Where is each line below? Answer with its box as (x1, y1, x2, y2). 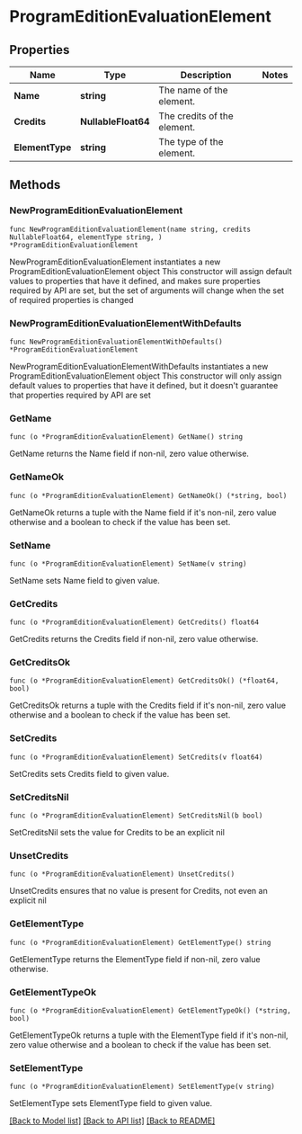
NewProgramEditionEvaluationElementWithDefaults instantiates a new (9, 361, 269, 371)
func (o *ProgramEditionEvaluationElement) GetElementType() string (9, 938, 271, 947)
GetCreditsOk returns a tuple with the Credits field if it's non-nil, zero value (9, 700, 286, 711)
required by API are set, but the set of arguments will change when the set (9, 285, 285, 296)
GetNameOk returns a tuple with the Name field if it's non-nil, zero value (9, 506, 277, 518)
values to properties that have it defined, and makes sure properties (9, 275, 261, 286)
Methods (9, 177, 61, 192)
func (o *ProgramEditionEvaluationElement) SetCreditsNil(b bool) (9, 811, 263, 820)
